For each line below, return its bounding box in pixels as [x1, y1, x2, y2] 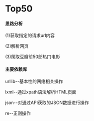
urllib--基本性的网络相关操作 [5, 78, 63, 84]
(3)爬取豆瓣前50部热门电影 [5, 53, 60, 60]
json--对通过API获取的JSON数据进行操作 [5, 99, 89, 105]
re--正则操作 [5, 110, 31, 116]
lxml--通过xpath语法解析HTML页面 [5, 88, 77, 95]
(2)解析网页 [5, 43, 29, 49]
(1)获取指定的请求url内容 [5, 32, 55, 38]
